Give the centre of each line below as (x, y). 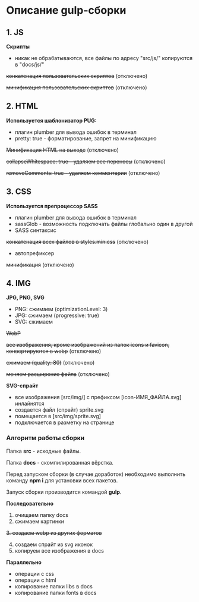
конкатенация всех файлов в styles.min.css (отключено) (77, 242)
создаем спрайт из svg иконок (54, 544)
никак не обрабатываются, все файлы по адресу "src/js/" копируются (104, 58)
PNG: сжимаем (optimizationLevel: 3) (61, 309)
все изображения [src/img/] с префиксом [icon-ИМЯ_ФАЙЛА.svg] (98, 397)
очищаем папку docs (41, 515)
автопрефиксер (34, 253)
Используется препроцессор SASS (52, 206)
